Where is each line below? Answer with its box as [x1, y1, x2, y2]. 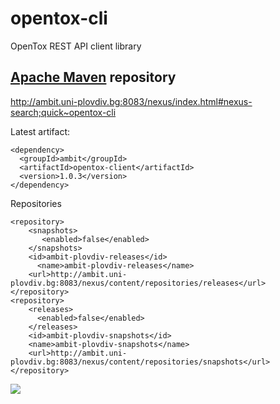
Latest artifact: [10, 125, 71, 137]
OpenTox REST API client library [10, 40, 142, 52]
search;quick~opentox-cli [10, 106, 117, 118]
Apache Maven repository [10, 69, 177, 86]
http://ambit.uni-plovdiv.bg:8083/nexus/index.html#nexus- [10, 95, 253, 107]
